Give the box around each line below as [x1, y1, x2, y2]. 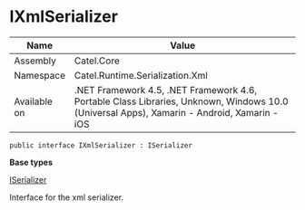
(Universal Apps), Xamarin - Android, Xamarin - [74, 106, 279, 119]
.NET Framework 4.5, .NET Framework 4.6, [74, 83, 258, 96]
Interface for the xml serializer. [9, 192, 124, 203]
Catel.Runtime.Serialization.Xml [74, 69, 209, 81]
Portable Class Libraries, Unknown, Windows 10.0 [74, 95, 289, 108]
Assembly [14, 54, 57, 67]
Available [14, 95, 53, 108]
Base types [9, 157, 53, 167]
